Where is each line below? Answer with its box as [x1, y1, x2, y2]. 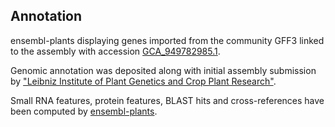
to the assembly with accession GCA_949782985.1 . [10, 45, 221, 57]
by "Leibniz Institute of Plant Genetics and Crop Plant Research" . [10, 75, 277, 87]
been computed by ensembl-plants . [10, 105, 158, 117]
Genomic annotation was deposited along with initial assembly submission [10, 64, 317, 76]
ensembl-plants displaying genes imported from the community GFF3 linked [10, 34, 325, 46]
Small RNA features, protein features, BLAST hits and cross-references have [10, 94, 325, 106]
